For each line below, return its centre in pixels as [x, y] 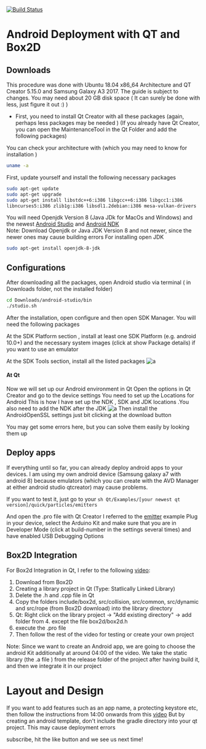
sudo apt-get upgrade [34, 194]
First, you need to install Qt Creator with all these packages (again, [100, 116]
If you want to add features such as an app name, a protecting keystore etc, [102, 708]
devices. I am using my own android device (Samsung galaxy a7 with [94, 474]
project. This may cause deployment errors [61, 727]
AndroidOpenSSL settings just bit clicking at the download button [89, 415]
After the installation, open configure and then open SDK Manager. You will [101, 317]
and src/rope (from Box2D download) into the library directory [94, 608]
